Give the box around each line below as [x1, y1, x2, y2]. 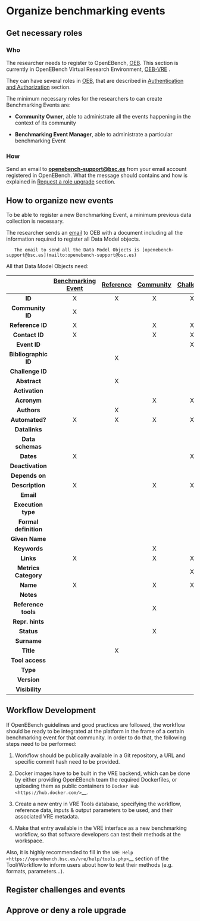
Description [11, 481, 46, 489]
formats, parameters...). [6, 867, 64, 875]
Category [14, 571, 42, 579]
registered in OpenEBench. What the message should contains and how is [6, 172, 188, 179]
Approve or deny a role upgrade [6, 905, 126, 915]
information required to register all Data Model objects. [6, 235, 140, 242]
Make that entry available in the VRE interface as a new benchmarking [14, 824, 187, 832]
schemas [15, 442, 42, 450]
